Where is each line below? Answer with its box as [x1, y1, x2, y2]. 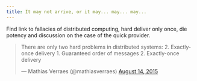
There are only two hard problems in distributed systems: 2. [20, 43, 170, 50]
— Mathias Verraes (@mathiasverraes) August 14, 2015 [20, 67, 158, 75]
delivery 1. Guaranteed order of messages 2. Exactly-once [35, 49, 180, 57]
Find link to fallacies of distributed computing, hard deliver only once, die [6, 25, 187, 32]
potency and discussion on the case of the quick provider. [6, 31, 151, 39]
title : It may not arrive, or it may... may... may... [6, 8, 147, 15]
